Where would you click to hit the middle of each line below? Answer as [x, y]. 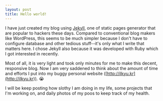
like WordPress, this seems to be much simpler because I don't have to [76, 38]
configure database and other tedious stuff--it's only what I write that [75, 43]
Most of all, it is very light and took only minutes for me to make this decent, [81, 63]
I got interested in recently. [32, 53]
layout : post [18, 9]
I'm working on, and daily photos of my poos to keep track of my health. [77, 93]
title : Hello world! [26, 14]
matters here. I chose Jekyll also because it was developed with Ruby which [82, 49]
